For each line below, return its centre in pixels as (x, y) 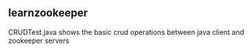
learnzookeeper (48, 13)
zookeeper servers (39, 40)
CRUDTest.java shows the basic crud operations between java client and (126, 32)
